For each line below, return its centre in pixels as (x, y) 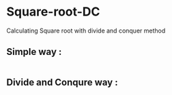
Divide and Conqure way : (62, 82)
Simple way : (34, 52)
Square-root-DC (53, 12)
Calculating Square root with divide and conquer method (86, 31)
